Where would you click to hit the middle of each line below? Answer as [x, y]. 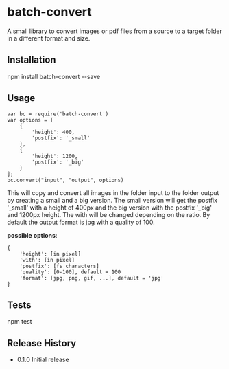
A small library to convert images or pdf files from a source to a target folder [115, 31]
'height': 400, [53, 132]
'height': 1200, [55, 156]
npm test [20, 322]
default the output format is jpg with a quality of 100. [81, 222]
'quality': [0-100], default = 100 [70, 272]
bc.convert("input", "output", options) [66, 180]
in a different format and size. [49, 38]
